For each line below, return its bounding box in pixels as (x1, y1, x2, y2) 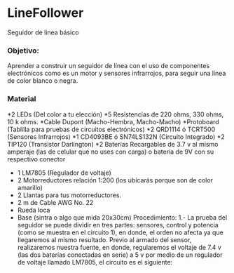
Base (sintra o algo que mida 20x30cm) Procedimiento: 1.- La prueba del (17, 213, 228, 222)
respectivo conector (7, 154, 66, 163)
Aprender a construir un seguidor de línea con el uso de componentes (7, 62, 210, 70)
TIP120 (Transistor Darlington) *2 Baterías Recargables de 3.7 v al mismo (7, 140, 219, 148)
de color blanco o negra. (7, 76, 78, 85)
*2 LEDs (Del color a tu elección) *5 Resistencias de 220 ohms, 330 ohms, (7, 110, 224, 119)
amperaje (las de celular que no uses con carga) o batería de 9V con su (7, 147, 214, 156)
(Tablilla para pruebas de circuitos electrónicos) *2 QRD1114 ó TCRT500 (7, 125, 216, 133)
